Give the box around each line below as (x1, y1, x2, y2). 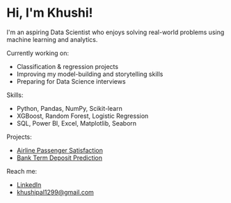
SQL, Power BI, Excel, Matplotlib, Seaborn (16, 119, 137, 127)
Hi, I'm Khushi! (6, 5, 93, 21)
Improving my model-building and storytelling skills (16, 70, 164, 78)
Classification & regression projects (16, 62, 119, 70)
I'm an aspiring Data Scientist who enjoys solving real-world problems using (6, 28, 225, 36)
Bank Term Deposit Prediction (16, 153, 102, 162)
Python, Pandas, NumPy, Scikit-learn (16, 104, 122, 112)
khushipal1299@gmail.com (16, 188, 95, 196)
